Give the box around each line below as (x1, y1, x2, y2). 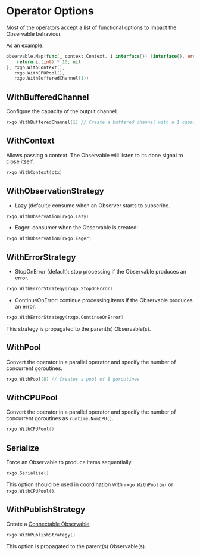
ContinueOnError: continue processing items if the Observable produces (14, 296, 193, 303)
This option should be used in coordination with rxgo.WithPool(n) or (6, 481, 174, 488)
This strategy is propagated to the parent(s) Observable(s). (6, 325, 151, 332)
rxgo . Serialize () (6, 470, 49, 476)
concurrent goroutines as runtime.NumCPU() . (6, 415, 114, 422)
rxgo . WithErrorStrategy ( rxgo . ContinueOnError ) (6, 314, 124, 320)
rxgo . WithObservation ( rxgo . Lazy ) (6, 213, 89, 219)
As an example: (6, 42, 44, 49)
